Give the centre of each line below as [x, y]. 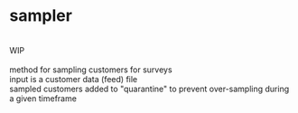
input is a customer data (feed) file [74, 79]
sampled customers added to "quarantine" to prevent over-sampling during [149, 89]
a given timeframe [43, 98]
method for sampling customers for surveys [91, 70]
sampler [41, 16]
